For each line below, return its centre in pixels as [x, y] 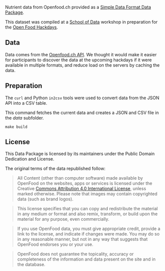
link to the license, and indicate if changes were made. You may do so [88, 234]
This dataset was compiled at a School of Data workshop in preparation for [82, 22]
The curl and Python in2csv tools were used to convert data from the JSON [82, 98]
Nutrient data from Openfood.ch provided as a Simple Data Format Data [78, 7]
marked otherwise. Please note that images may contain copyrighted [87, 194]
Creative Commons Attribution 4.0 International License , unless [82, 189]
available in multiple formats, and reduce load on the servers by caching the [82, 65]
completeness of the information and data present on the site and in [86, 259]
